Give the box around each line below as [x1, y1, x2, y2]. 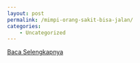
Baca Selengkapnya [7, 48, 64, 56]
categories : [7, 23, 41, 29]
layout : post [7, 10, 45, 17]
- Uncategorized [19, 29, 67, 36]
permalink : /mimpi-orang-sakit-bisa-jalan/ [7, 16, 134, 23]
